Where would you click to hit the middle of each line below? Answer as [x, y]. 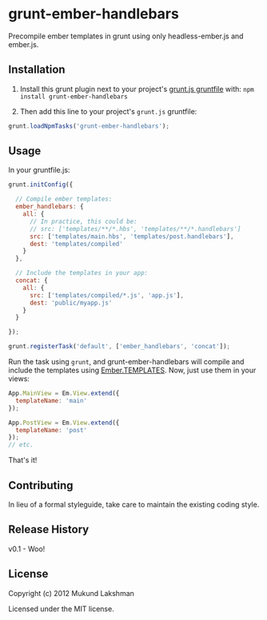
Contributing [41, 485]
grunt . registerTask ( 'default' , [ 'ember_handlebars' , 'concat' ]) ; [119, 347]
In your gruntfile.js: [39, 170]
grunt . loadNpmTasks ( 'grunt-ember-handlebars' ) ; [89, 126]
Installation [37, 70]
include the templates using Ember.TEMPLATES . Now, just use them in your [132, 370]
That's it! [23, 460]
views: [19, 379]
